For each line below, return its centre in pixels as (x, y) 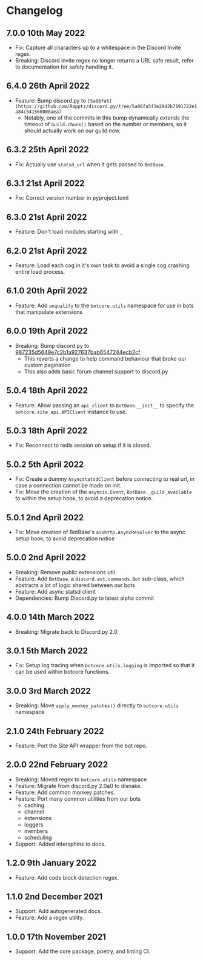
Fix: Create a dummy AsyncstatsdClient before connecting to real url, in (105, 479)
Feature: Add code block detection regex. (67, 877)
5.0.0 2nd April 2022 (46, 558)
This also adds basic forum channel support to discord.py (96, 372)
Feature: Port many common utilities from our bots (78, 798)
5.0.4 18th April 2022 (47, 391)
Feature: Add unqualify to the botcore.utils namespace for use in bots (104, 305)
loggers (34, 824)
